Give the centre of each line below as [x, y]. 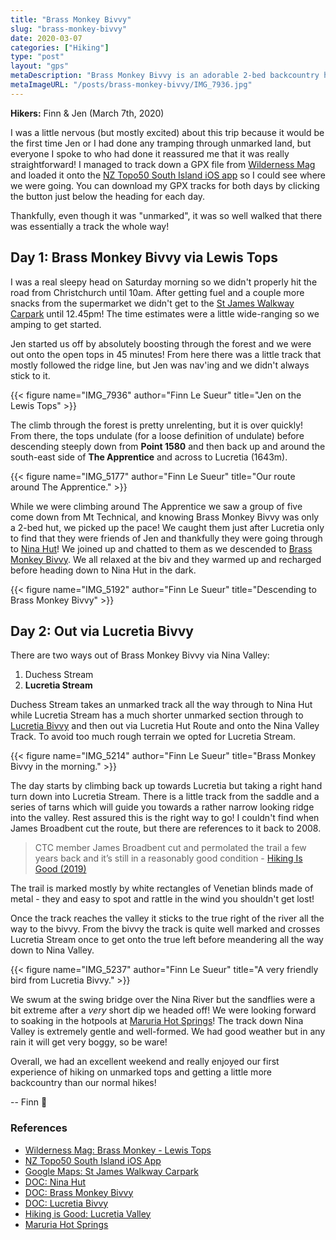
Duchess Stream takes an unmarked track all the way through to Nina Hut [161, 705]
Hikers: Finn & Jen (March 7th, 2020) [87, 113]
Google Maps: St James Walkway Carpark [111, 1171]
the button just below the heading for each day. [108, 196]
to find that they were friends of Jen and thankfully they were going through [166, 538]
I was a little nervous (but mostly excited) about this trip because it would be [167, 132]
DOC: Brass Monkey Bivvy [79, 1192]
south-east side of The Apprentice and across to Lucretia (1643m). [149, 457]
